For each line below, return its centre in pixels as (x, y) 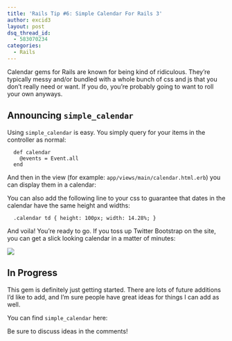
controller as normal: (37, 140)
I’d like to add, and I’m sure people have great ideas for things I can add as (113, 297)
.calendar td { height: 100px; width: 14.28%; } (85, 218)
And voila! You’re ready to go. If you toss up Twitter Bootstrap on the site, (112, 231)
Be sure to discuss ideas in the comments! (68, 331)
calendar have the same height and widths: (69, 205)
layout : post (26, 26)
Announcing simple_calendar (70, 116)
